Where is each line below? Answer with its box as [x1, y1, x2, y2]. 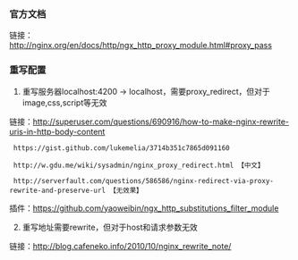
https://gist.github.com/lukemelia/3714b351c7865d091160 [13, 143, 230, 153]
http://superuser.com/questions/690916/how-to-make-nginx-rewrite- [32, 116, 289, 127]
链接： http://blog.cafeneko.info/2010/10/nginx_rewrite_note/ [9, 240, 232, 251]
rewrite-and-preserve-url [9, 186, 106, 195]
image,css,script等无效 [21, 96, 107, 108]
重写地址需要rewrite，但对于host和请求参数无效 [21, 222, 199, 232]
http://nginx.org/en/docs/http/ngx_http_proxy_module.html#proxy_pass [9, 40, 273, 51]
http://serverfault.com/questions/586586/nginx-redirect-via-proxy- [13, 176, 275, 185]
